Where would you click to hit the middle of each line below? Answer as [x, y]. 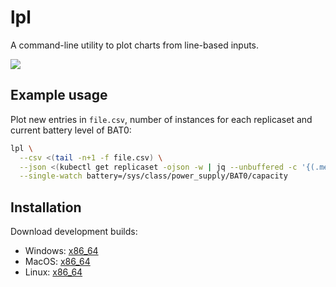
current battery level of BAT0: [71, 130]
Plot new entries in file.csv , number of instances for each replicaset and [161, 119]
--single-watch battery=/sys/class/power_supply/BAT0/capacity [153, 176]
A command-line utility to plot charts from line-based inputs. [135, 45]
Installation [46, 207]
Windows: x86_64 [61, 251]
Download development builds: [74, 232]
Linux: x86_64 [53, 272]
